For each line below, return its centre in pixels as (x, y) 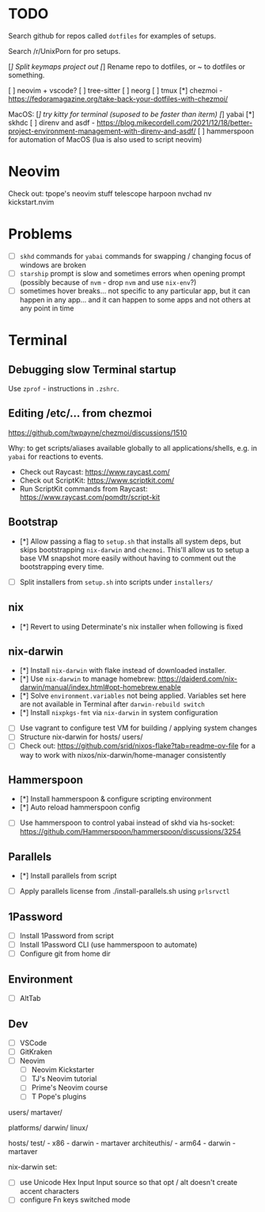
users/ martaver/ (35, 1113)
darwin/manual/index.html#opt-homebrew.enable (100, 687)
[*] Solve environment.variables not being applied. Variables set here (133, 696)
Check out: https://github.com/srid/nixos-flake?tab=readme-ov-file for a (137, 746)
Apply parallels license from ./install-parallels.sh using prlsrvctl (125, 891)
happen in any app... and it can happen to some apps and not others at (135, 300)
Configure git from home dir (65, 954)
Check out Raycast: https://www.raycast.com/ (95, 471)
